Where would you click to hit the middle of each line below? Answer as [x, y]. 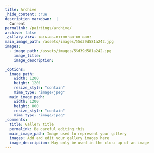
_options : [15, 70]
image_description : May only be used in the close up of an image [79, 143]
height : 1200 [27, 83]
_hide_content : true [26, 14]
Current [18, 23]
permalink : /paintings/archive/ [38, 28]
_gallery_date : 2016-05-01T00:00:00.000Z [48, 38]
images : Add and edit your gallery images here [59, 138]
